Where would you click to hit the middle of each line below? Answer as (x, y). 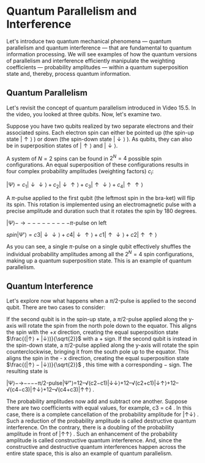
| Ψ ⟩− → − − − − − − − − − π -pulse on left (57, 223)
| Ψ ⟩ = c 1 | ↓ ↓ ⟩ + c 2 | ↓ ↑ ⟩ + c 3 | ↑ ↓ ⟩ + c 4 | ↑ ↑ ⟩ (75, 185)
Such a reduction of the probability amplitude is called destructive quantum (101, 421)
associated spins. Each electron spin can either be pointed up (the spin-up (100, 132)
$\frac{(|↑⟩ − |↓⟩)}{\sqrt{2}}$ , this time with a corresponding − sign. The (99, 365)
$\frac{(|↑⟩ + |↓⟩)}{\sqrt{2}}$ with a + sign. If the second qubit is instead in (102, 339)
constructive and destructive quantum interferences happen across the (96, 447)
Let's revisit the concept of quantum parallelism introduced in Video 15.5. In (101, 108)
